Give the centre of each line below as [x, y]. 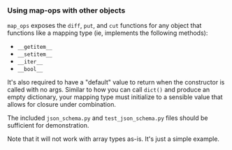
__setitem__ [35, 54]
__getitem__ [35, 47]
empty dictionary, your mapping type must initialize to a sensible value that [115, 97]
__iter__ [30, 62]
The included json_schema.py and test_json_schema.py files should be [108, 118]
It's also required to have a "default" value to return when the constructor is [116, 82]
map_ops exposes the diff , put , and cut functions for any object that [104, 26]
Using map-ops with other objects [66, 10]
